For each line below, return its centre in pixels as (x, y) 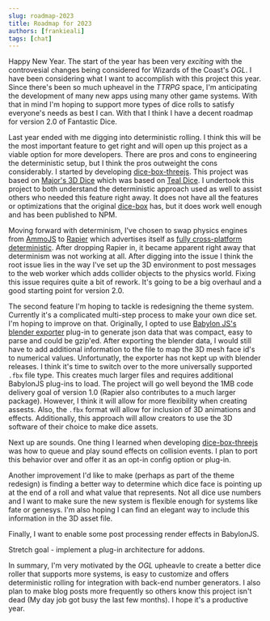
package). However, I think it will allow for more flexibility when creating (128, 401)
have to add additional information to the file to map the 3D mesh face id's (132, 350)
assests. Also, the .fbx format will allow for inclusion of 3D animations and (132, 410)
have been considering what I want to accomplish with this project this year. (135, 79)
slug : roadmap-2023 (41, 16)
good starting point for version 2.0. (66, 291)
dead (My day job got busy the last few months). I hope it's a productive (129, 600)
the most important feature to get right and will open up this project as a (128, 146)
